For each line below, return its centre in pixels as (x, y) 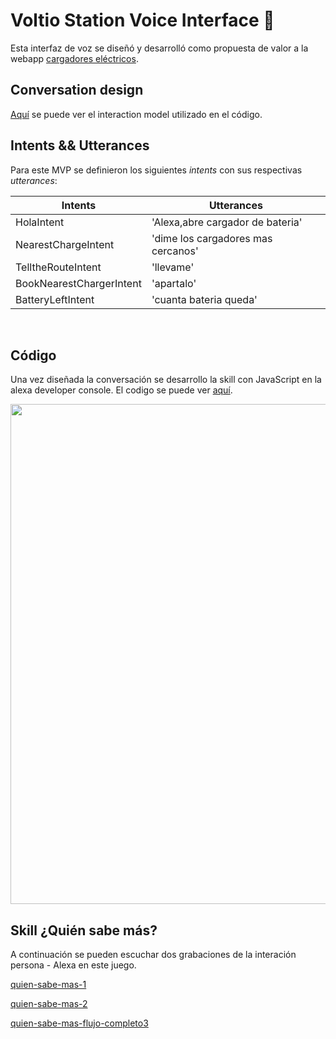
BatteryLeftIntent (55, 299)
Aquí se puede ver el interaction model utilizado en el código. (136, 114)
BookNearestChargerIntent (78, 283)
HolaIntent (40, 222)
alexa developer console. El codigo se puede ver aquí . (121, 390)
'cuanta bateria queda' (204, 299)
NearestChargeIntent (65, 244)
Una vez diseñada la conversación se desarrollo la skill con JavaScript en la (166, 380)
